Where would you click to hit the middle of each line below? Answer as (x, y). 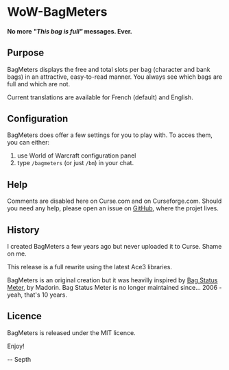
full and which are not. (39, 84)
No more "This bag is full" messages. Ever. (70, 31)
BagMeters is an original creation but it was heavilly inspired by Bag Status (112, 280)
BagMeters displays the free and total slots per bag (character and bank (109, 69)
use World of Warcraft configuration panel (76, 156)
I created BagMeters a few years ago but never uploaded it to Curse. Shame (114, 247)
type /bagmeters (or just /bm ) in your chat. (75, 163)
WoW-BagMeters (57, 12)
